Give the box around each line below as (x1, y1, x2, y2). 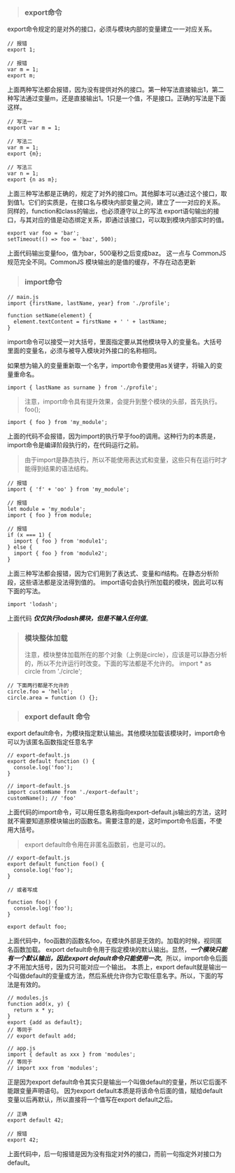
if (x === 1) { (7, 531, 52, 538)
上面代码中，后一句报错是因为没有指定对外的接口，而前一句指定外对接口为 (7, 1150, 222, 1158)
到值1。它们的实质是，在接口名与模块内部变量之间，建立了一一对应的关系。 (7, 198, 225, 206)
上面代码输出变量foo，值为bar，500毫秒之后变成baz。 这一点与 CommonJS (7, 249, 227, 258)
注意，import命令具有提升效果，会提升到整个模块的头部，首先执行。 (24, 397, 222, 406)
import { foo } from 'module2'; (13, 550, 108, 557)
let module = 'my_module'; (7, 505, 86, 512)
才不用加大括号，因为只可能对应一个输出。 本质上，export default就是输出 (7, 963, 222, 972)
